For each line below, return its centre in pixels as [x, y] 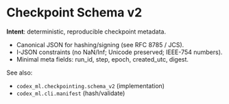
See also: [20, 73]
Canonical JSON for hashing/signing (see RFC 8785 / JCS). [100, 44]
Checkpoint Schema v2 [74, 13]
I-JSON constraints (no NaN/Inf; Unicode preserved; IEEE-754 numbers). [119, 52]
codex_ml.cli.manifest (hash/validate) [71, 93]
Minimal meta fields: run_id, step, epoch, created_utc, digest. [103, 59]
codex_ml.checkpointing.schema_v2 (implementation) [91, 86]
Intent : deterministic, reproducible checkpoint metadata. [86, 31]
